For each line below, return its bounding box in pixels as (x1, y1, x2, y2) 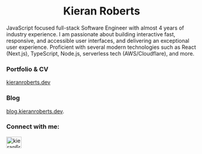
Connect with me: (6, 123, 60, 131)
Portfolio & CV (6, 65, 49, 73)
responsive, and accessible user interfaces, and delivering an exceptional (6, 37, 189, 44)
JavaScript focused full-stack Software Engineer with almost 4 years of (6, 24, 184, 31)
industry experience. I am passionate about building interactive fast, (6, 30, 175, 37)
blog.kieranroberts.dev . (6, 107, 65, 115)
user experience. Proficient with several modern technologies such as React (6, 43, 197, 51)
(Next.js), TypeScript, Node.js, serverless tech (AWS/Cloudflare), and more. (6, 50, 195, 57)
